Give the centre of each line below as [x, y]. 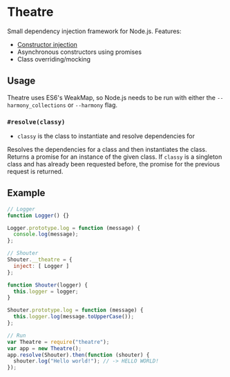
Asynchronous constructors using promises [79, 52]
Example [26, 193]
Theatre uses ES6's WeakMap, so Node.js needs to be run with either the [112, 97]
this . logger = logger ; [46, 291]
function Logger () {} [38, 215]
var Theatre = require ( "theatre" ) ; [58, 342]
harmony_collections [37, 105]
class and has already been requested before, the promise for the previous [114, 164]
